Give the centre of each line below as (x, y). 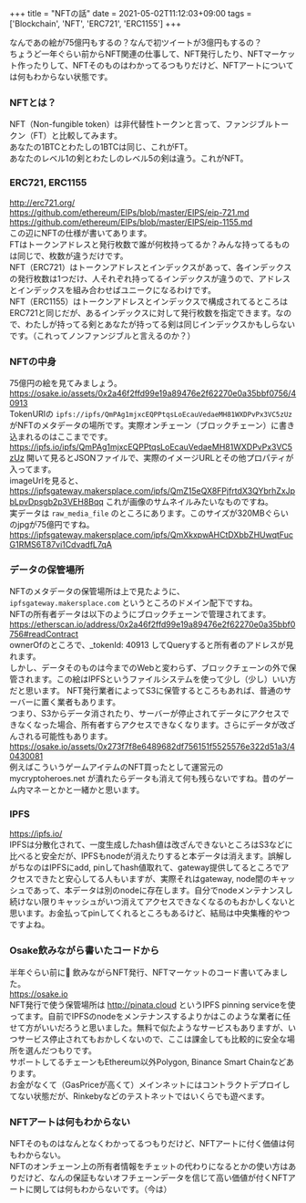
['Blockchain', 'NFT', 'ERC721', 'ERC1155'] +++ (96, 24)
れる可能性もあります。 (69, 737)
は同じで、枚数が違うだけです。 (69, 256)
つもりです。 (73, 1050)
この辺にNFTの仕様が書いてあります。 (81, 233)
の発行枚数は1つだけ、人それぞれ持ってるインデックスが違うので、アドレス (150, 278)
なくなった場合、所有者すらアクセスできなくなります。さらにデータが (148, 725)
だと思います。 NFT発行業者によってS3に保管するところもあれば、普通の (147, 691)
